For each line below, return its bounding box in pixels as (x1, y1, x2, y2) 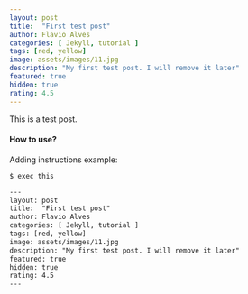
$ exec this (9, 171, 54, 180)
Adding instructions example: (9, 154, 118, 165)
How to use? (9, 134, 57, 145)
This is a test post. (9, 114, 78, 124)
